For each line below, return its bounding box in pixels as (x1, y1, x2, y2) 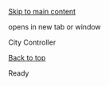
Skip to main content (8, 7, 76, 16)
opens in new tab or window (8, 22, 101, 31)
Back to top (8, 53, 46, 62)
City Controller (8, 37, 56, 47)
